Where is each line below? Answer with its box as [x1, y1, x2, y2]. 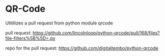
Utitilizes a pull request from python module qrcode [5, 20, 114, 26]
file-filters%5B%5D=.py [5, 35, 56, 41]
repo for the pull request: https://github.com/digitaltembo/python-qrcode [5, 45, 159, 51]
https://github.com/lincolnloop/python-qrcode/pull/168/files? [32, 30, 160, 36]
